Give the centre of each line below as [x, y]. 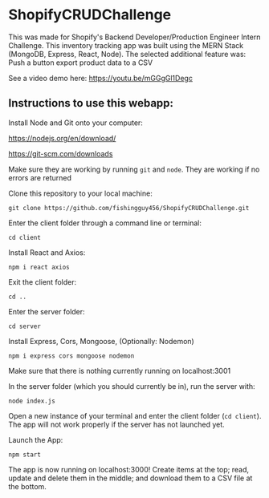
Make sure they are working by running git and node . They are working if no [134, 169]
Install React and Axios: [47, 252]
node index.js [32, 401]
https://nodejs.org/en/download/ [62, 138]
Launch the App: [36, 439]
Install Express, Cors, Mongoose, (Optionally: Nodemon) [101, 341]
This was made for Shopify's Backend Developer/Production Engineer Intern [134, 37]
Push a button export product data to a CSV [81, 63]
